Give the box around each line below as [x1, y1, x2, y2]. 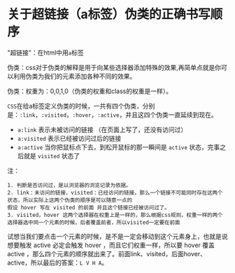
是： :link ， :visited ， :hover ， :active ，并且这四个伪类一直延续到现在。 [7, 110, 218, 119]
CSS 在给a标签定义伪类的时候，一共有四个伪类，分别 [7, 101, 155, 110]
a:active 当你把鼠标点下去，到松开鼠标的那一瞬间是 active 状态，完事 [17, 143, 220, 151]
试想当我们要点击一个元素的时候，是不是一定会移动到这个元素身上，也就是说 [7, 232, 228, 240]
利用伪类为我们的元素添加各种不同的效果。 [13, 71, 136, 80]
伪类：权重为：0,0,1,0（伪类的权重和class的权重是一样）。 [7, 87, 173, 95]
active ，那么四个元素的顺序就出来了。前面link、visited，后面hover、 [7, 249, 206, 258]
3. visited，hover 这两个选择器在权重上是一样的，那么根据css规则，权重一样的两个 [7, 211, 223, 218]
